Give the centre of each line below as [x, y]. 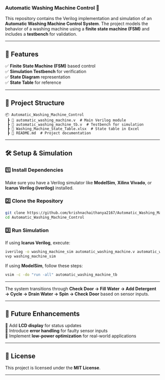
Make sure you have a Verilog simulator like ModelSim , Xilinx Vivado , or [79, 182]
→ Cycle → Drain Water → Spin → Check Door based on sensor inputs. [77, 294]
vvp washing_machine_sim [30, 256]
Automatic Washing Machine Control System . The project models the [77, 24]
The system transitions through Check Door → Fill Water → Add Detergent [81, 288]
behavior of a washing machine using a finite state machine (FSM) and [77, 29]
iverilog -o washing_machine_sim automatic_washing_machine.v [70, 252]
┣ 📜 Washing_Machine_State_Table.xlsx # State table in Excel [73, 129]
